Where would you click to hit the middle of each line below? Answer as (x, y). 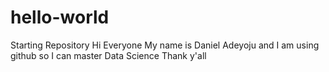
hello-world (60, 17)
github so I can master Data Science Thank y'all (108, 55)
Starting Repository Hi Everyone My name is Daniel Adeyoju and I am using (165, 45)
